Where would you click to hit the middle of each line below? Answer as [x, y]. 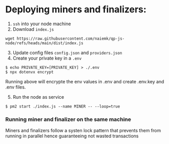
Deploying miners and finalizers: [76, 10]
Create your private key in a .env [47, 58]
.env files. [16, 87]
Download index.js [33, 29]
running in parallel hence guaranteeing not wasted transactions [72, 136]
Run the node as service [38, 97]
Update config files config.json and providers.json [67, 52]
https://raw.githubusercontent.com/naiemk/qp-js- [71, 39]
